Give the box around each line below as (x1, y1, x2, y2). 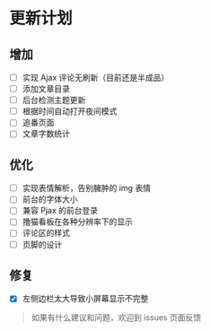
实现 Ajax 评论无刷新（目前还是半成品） (22, 73, 170, 83)
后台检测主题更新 (22, 95, 86, 106)
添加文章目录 (22, 83, 70, 94)
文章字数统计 (22, 128, 70, 139)
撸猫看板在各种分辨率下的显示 (22, 216, 133, 227)
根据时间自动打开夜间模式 (22, 106, 118, 117)
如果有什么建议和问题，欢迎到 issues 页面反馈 (31, 312, 202, 323)
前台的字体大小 (22, 194, 78, 205)
